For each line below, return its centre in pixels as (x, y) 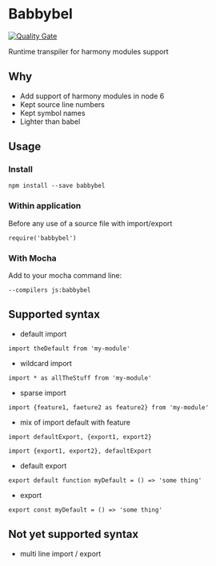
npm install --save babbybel (57, 186)
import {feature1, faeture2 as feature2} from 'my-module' (109, 407)
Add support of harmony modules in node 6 (92, 96)
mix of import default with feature (75, 422)
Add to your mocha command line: (65, 276)
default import (43, 333)
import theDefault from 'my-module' (69, 349)
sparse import (43, 393)
